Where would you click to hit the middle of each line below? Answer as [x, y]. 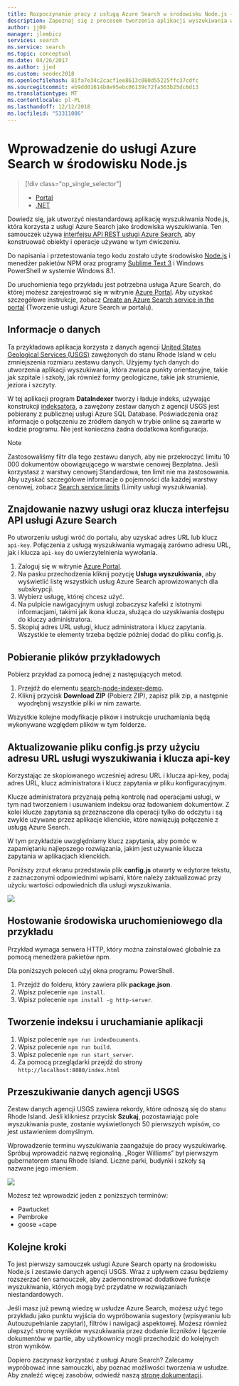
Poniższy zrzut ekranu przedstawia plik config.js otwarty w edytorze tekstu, [119, 870]
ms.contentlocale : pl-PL [44, 101]
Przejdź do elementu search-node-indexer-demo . [90, 688]
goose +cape [37, 1225]
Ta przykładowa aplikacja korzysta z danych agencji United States [104, 347]
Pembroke [33, 1217]
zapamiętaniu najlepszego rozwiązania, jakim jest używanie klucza [105, 848]
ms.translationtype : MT [43, 93]
